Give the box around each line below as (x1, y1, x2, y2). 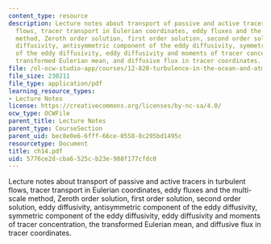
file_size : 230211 (8, 72, 70, 80)
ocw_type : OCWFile (8, 110, 70, 118)
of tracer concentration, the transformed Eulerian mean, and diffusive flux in (8, 220, 261, 229)
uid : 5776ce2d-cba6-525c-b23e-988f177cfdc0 (8, 154, 157, 162)
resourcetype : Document (8, 139, 89, 148)
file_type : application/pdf (8, 79, 103, 87)
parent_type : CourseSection (8, 124, 103, 133)
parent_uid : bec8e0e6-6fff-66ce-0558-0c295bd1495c (8, 132, 182, 140)
